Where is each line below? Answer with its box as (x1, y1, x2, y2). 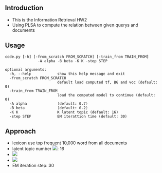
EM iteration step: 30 (12, 163, 54, 169)
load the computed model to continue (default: (57, 93, 156, 97)
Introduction (5, 4, 44, 12)
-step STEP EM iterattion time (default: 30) (9, 114, 127, 119)
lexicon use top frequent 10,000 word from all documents (12, 140, 127, 146)
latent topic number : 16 (12, 146, 65, 152)
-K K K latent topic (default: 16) (9, 110, 119, 115)
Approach (5, 127, 36, 135)
